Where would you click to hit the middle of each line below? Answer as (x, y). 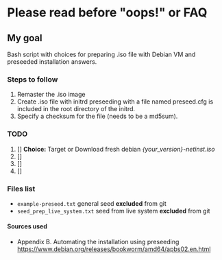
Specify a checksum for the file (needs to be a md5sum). (97, 116)
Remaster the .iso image (51, 95)
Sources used (27, 226)
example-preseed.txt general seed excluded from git (91, 203)
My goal (25, 38)
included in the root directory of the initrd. (76, 109)
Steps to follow (33, 79)
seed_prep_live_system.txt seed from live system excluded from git (113, 211)
